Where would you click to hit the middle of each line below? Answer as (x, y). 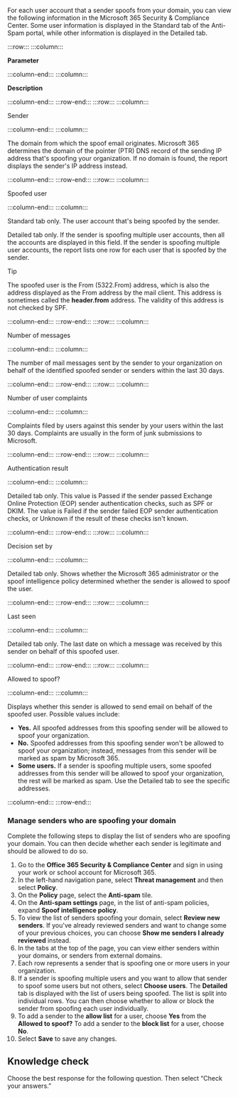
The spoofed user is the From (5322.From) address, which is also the (108, 285)
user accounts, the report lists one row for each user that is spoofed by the (117, 250)
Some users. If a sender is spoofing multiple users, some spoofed (114, 765)
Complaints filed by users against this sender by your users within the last (115, 425)
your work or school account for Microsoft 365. (87, 873)
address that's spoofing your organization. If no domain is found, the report (118, 158)
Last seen (22, 616)
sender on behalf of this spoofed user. (63, 651)
